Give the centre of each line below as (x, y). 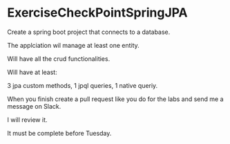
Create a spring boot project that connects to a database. (89, 32)
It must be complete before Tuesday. (59, 133)
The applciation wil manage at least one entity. (73, 45)
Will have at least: (32, 72)
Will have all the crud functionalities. (59, 58)
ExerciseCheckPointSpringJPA (97, 13)
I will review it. (27, 120)
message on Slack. (34, 106)
